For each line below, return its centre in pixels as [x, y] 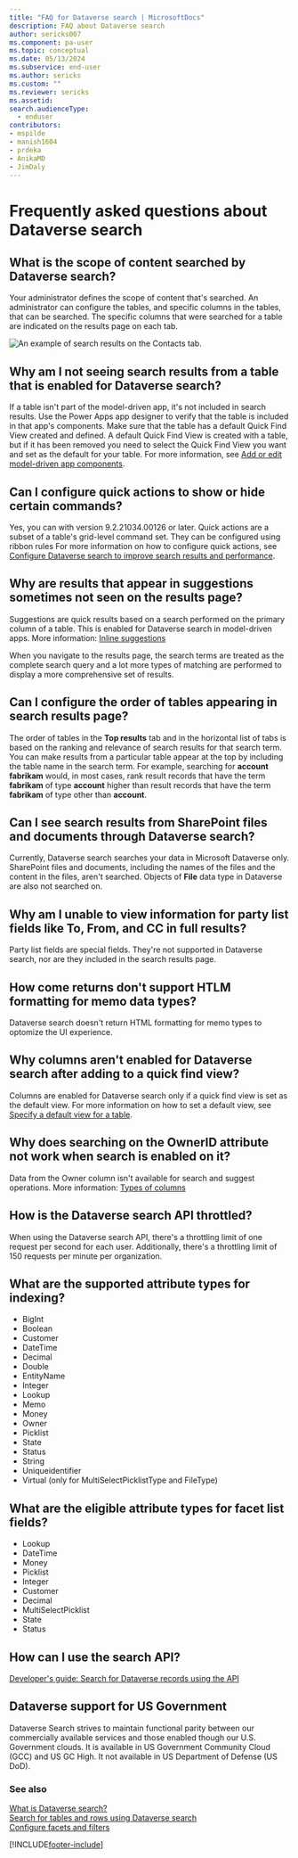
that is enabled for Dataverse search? [116, 386]
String [33, 1461]
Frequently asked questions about [138, 211]
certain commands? [66, 506]
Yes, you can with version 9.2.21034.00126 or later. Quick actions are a [139, 527]
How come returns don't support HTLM [120, 987]
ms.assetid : [31, 100]
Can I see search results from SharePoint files [139, 822]
